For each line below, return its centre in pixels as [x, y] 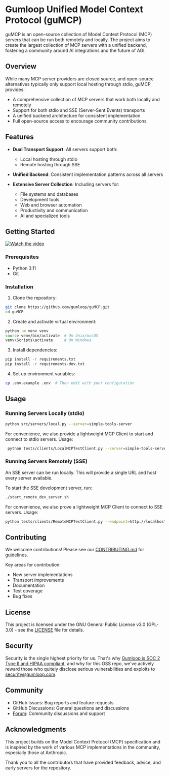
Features [19, 137]
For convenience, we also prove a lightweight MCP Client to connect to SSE [84, 506]
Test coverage [28, 591]
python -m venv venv [27, 331]
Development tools [40, 199]
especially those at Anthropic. [36, 752]
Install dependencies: [35, 350]
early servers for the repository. [38, 768]
